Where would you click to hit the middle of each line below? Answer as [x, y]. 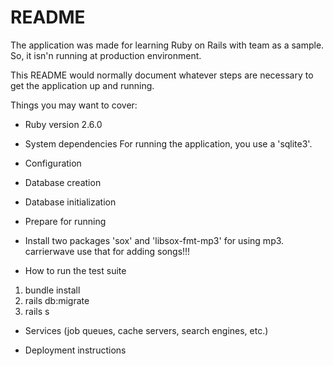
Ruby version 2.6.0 [63, 124]
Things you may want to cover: [74, 105]
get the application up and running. [82, 85]
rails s [37, 311]
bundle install [52, 290]
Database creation [63, 182]
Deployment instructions [75, 350]
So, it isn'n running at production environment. [106, 55]
